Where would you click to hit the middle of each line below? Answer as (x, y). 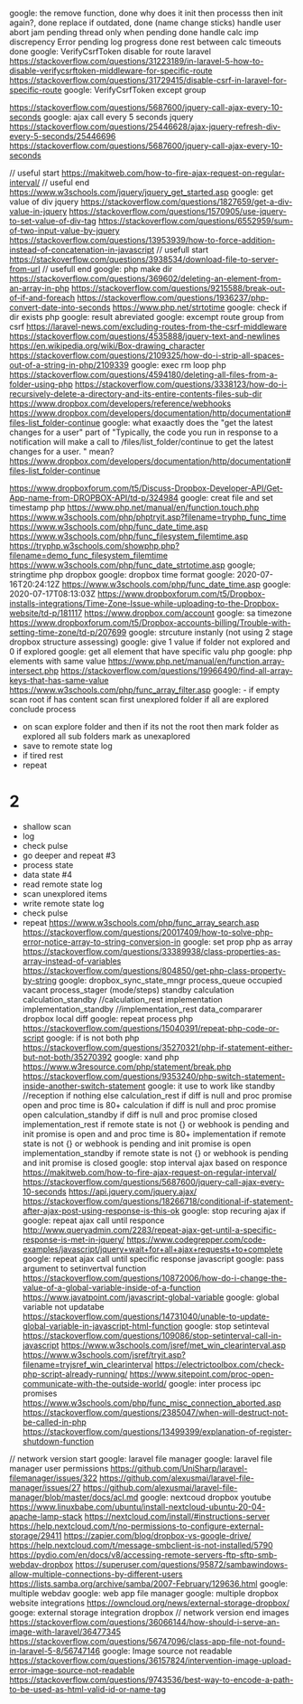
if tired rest (43, 755)
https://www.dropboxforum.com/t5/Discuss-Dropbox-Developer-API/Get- (147, 488)
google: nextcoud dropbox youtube (206, 1497)
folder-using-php (41, 384)
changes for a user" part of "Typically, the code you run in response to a (144, 432)
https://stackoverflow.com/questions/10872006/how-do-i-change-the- (154, 1277)
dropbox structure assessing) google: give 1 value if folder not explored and (150, 642)
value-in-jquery (38, 211)
